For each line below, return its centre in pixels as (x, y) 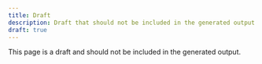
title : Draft (30, 15)
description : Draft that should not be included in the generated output (132, 23)
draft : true (28, 30)
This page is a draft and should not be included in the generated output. (125, 52)
